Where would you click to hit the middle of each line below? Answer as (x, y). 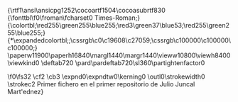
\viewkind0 (23, 63)
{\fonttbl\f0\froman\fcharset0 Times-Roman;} (74, 18)
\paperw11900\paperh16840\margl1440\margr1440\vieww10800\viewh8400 (119, 55)
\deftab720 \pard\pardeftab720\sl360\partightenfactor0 (123, 63)
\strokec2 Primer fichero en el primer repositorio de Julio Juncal (101, 84)
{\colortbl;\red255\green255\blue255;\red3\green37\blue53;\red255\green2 (118, 25)
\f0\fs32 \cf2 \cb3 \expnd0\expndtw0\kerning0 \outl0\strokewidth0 (106, 76)
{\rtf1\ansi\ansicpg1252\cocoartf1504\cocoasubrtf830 (86, 10)
